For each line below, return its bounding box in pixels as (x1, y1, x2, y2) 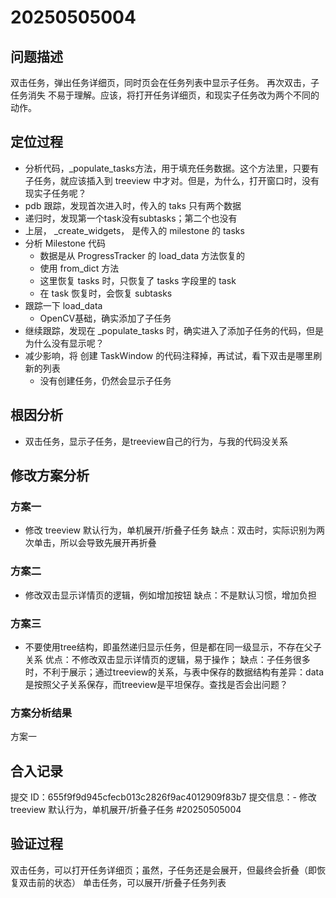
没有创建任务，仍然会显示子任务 (39, 374, 172, 386)
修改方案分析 (10, 467, 90, 485)
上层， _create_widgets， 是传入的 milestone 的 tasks (24, 224, 245, 236)
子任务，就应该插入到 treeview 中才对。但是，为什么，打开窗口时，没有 (24, 174, 320, 186)
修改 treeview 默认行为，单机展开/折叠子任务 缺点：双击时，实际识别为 (24, 524, 317, 536)
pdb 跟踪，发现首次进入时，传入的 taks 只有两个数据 (24, 199, 242, 211)
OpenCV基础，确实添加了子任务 (39, 312, 172, 324)
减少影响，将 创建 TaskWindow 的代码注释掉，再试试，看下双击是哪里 (24, 349, 314, 361)
